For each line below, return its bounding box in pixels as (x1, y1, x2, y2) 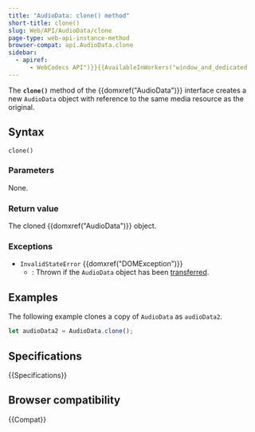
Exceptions (8, 241, 53, 252)
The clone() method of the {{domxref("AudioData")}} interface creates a (8, 85, 247, 95)
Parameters (8, 165, 54, 176)
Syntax (8, 125, 45, 139)
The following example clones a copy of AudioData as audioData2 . (8, 312, 223, 321)
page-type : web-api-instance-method (8, 33, 130, 42)
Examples (8, 290, 58, 304)
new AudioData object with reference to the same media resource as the (8, 93, 245, 104)
